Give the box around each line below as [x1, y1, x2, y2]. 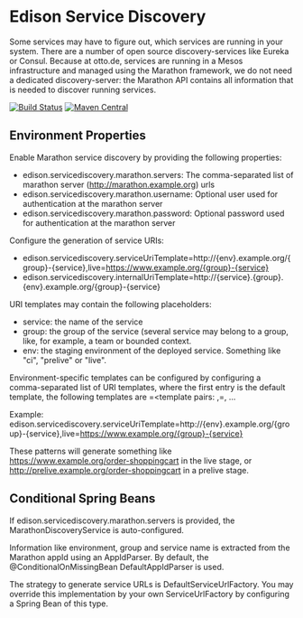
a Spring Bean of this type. [9, 598, 109, 609]
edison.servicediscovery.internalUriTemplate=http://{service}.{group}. [22, 271, 284, 282]
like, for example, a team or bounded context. [22, 335, 192, 346]
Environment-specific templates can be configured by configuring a [9, 372, 262, 383]
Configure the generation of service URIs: [9, 235, 164, 246]
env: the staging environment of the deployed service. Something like [22, 345, 281, 356]
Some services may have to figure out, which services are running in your [9, 36, 283, 47]
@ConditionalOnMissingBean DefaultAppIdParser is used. [9, 561, 225, 572]
